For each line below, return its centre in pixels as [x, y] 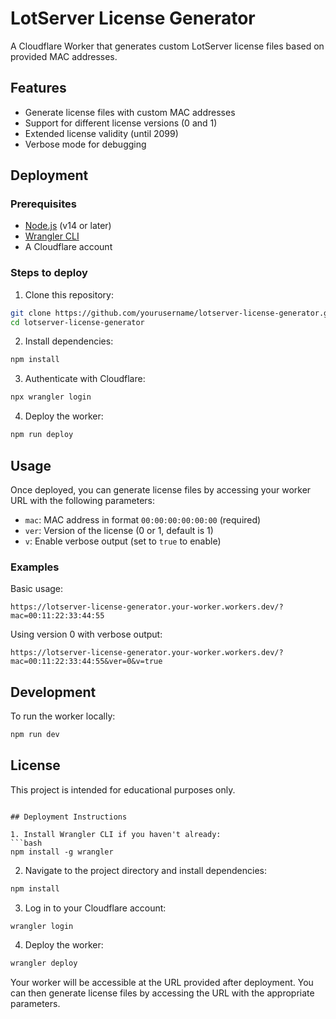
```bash [26, 843]
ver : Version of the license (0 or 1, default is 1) [119, 530]
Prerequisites [43, 204]
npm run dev [35, 735]
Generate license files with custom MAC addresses [130, 112]
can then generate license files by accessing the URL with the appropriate [162, 993]
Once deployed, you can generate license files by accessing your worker [161, 489]
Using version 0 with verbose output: [86, 634]
